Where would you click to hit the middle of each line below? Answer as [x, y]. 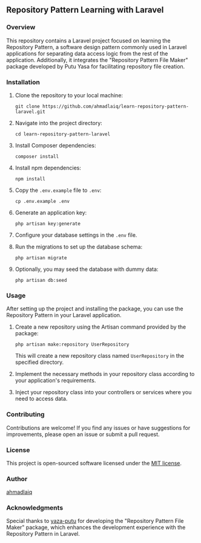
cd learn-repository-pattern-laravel [63, 134]
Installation [23, 82]
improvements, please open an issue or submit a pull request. [83, 434]
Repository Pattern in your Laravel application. [64, 315]
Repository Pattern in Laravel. [43, 534]
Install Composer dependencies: [55, 145]
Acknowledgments [35, 508]
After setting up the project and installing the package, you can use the [95, 309]
